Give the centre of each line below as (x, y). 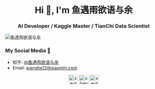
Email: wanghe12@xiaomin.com (45, 68)
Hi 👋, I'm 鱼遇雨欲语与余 (84, 10)
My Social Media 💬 (28, 51)
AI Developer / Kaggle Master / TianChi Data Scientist (84, 26)
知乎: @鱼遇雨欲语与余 (35, 62)
